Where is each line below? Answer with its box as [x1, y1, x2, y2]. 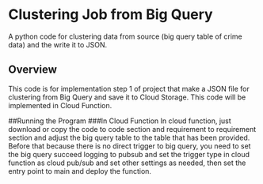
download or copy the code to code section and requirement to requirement [8, 124, 257, 133]
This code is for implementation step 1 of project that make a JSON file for [8, 84, 250, 93]
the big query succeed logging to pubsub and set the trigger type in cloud [8, 149, 250, 159]
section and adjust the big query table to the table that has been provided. [8, 133, 250, 142]
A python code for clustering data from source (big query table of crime [8, 32, 243, 41]
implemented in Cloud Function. [8, 100, 112, 110]
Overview [8, 63, 58, 77]
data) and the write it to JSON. [8, 39, 108, 49]
